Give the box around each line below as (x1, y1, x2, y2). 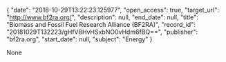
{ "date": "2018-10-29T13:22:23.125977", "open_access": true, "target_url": (6, 6, 219, 14)
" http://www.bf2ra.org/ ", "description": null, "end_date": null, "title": (6, 13, 198, 21)
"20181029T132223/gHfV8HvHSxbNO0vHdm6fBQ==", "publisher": (6, 28, 198, 36)
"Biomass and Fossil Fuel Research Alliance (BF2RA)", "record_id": (6, 21, 196, 28)
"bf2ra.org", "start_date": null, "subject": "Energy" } (6, 35, 153, 43)
